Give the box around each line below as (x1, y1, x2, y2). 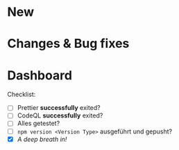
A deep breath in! (17, 135, 67, 143)
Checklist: (7, 91, 36, 99)
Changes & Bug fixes (7, 36, 130, 52)
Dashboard (7, 67, 73, 83)
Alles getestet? (17, 119, 60, 128)
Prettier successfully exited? (17, 104, 101, 112)
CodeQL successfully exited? (17, 111, 103, 120)
